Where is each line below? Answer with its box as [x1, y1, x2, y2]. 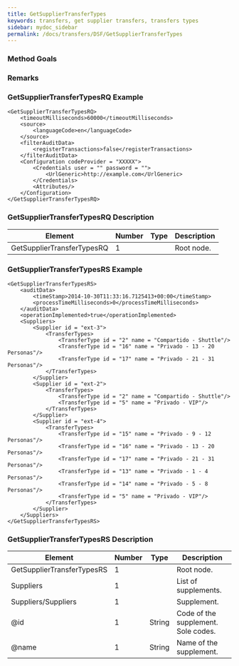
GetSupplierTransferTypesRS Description [7, 534, 154, 544]
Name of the [176, 638, 218, 648]
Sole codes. [176, 626, 216, 636]
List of [176, 576, 198, 586]
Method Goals [7, 54, 57, 64]
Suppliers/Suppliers [11, 597, 77, 607]
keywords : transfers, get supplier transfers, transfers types [7, 17, 199, 24]
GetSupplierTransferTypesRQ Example [7, 92, 144, 102]
